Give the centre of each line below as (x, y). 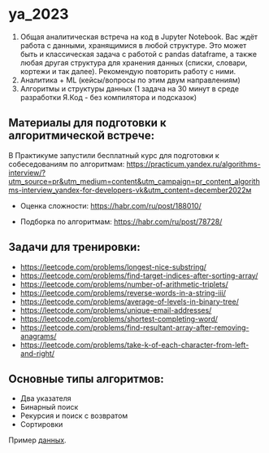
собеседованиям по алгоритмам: (67, 164)
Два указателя (46, 398)
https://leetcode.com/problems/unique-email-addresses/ (116, 310)
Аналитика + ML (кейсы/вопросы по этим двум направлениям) (130, 80)
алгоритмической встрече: (82, 136)
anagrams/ (38, 336)
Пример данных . (37, 440)
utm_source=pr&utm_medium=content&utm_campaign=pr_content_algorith (134, 181)
